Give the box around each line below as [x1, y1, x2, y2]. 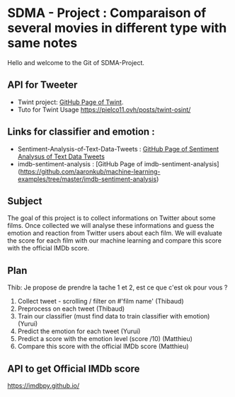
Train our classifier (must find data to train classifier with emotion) [17, 312, 210, 321]
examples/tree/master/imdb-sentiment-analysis [17, 175, 157, 183]
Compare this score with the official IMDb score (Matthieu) [17, 342, 189, 351]
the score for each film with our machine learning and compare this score [7, 236, 222, 245]
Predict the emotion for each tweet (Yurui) [17, 327, 141, 335]
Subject [7, 195, 42, 207]
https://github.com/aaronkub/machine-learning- [20, 167, 161, 176]
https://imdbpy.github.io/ [7, 381, 80, 390]
